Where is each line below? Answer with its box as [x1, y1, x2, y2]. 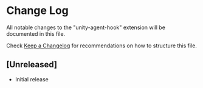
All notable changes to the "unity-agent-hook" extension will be [6, 24, 166, 31]
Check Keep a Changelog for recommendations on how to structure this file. [6, 42, 198, 49]
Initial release [15, 75, 49, 83]
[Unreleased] [6, 59, 58, 70]
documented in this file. [6, 30, 66, 37]
